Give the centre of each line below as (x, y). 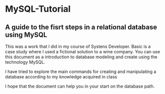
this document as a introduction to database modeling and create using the (81, 57)
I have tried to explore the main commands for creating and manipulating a (81, 71)
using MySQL (26, 35)
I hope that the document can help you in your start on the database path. (80, 86)
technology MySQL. (25, 62)
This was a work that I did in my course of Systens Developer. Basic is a (78, 47)
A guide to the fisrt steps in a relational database (81, 27)
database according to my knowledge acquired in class (61, 77)
